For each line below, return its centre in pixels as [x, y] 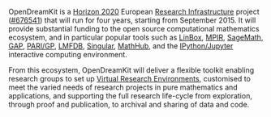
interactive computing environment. [68, 54]
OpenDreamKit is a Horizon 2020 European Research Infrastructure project [134, 12]
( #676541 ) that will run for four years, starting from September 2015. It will [132, 20]
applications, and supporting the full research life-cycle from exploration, [131, 96]
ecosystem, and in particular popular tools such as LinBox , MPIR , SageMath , [136, 37]
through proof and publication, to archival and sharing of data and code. [129, 104]
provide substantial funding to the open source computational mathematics [134, 29]
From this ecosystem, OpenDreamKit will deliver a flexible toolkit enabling [131, 70]
